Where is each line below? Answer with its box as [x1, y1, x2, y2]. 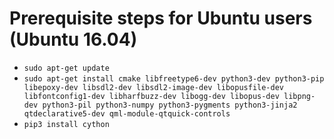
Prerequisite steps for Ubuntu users [9, 7, 313, 30]
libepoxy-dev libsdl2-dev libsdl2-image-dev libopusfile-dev [23, 82, 285, 92]
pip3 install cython [23, 119, 110, 129]
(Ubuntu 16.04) [9, 28, 138, 51]
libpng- [283, 91, 316, 101]
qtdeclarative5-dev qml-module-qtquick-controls [23, 108, 231, 119]
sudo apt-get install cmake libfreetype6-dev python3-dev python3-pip [23, 73, 325, 84]
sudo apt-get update [23, 63, 110, 73]
